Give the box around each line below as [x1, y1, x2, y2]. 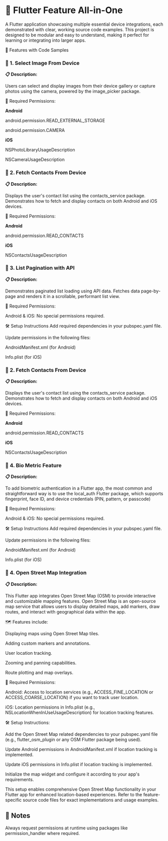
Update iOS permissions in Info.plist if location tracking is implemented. [5, 761, 153, 767]
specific [5, 797, 22, 803]
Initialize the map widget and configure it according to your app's [5, 771, 140, 777]
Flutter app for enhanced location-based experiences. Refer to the [5, 791, 142, 797]
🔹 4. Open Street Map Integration [5, 569, 87, 576]
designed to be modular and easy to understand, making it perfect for [5, 32, 149, 38]
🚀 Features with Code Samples [5, 47, 69, 53]
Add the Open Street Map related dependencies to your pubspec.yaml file [5, 731, 158, 737]
